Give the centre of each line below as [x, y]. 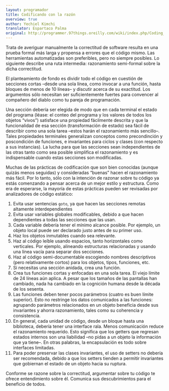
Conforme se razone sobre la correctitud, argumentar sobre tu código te [80, 373]
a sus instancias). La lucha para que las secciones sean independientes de [83, 147]
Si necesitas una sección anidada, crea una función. [67, 268]
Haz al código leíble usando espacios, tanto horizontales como [78, 241]
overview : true [22, 19]
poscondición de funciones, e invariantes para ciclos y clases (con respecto [84, 142]
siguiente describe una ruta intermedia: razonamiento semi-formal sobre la [83, 63]
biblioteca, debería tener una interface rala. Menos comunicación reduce [88, 326]
